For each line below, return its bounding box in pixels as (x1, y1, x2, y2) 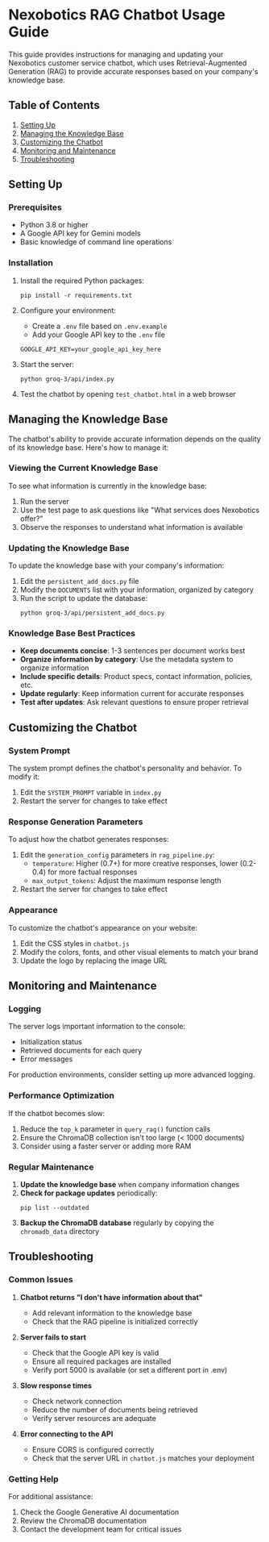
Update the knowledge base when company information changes (19, 1180, 240, 1189)
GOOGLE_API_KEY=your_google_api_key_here (19, 345, 161, 353)
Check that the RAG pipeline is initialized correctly (31, 1316, 199, 1326)
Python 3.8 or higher (19, 220, 89, 230)
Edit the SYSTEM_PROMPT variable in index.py (19, 788, 162, 798)
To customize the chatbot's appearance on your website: (8, 923, 197, 932)
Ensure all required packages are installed (31, 1357, 172, 1366)
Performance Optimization (8, 1090, 115, 1102)
